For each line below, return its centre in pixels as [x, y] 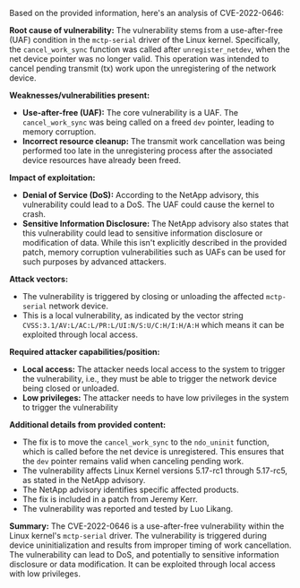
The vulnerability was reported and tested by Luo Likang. [128, 509]
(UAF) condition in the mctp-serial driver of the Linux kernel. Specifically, [145, 40]
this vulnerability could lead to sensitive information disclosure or [142, 233]
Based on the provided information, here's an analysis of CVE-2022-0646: [147, 13]
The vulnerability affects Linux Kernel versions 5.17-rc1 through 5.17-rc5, [155, 471]
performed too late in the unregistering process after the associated [147, 151]
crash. [34, 214]
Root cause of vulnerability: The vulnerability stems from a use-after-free [146, 30]
